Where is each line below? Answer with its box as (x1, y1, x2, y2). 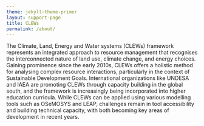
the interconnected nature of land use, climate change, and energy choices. (6, 55, 196, 62)
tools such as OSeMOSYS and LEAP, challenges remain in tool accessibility (6, 101, 194, 108)
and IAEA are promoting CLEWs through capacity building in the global (6, 81, 183, 88)
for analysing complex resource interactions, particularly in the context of (6, 68, 190, 76)
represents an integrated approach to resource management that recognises (6, 49, 198, 56)
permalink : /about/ (6, 25, 56, 32)
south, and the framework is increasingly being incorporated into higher (6, 87, 186, 94)
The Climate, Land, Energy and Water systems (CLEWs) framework (6, 42, 174, 50)
